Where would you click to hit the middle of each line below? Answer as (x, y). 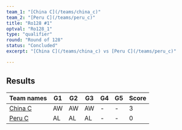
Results (21, 81)
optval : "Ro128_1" (29, 29)
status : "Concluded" (32, 46)
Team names (28, 98)
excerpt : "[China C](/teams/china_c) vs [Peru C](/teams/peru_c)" (91, 51)
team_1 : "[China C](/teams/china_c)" (54, 12)
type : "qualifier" (29, 34)
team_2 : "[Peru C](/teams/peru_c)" (51, 18)
